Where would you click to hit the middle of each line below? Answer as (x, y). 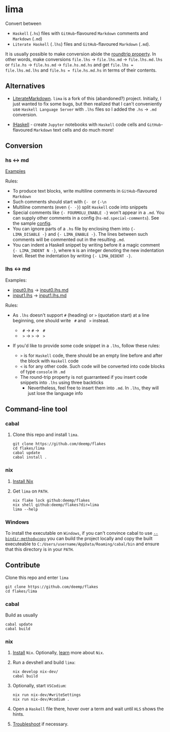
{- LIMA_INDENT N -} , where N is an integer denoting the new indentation (88, 251)
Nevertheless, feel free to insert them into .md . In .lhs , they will (93, 388)
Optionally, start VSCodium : (39, 686)
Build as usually (22, 615)
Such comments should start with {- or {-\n (59, 202)
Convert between (23, 23)
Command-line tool (36, 409)
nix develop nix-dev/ (35, 672)
